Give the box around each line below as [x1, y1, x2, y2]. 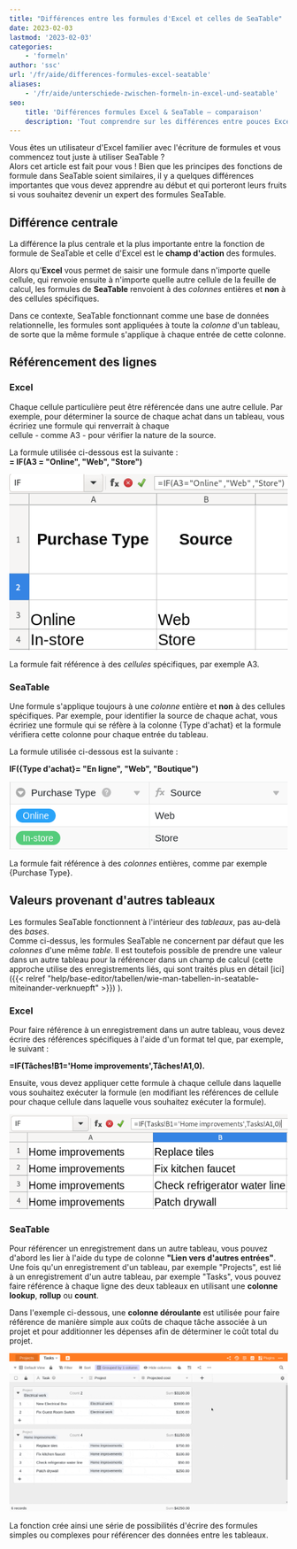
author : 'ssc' [9, 61, 62, 70]
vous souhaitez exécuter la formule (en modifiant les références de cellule [9, 1087, 279, 1098]
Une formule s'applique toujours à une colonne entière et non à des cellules [9, 701, 286, 712]
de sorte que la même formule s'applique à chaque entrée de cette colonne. [9, 329, 286, 340]
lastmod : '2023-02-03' [9, 33, 93, 42]
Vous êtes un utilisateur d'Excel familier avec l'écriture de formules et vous [9, 143, 281, 153]
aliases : [9, 80, 42, 89]
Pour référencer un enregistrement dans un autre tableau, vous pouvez [9, 1243, 268, 1253]
